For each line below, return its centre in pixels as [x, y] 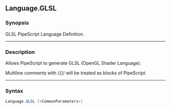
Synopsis [17, 23]
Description [20, 52]
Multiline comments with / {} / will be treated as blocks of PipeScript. [76, 73]
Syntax [14, 91]
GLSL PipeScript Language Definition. [45, 34]
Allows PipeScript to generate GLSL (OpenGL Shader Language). [73, 63]
